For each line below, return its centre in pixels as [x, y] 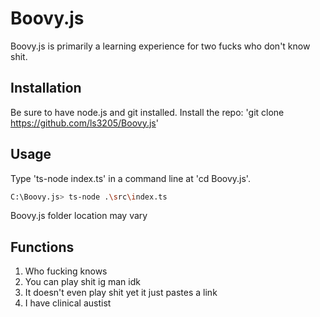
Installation [46, 88]
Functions [42, 247]
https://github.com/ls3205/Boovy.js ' [84, 123]
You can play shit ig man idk [82, 282]
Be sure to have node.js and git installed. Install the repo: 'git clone [147, 112]
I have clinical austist [68, 303]
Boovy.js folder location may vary [79, 216]
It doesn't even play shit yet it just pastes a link [121, 293]
